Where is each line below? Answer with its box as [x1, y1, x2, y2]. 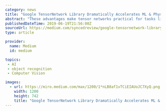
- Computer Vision [7, 71, 45, 76]
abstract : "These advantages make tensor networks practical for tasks [5, 16, 156, 21]
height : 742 [14, 93, 39, 99]
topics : [5, 57, 21, 62]
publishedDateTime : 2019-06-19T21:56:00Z [5, 21, 92, 26]
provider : [5, 39, 26, 44]
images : [5, 80, 21, 85]
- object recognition [7, 66, 52, 72]
